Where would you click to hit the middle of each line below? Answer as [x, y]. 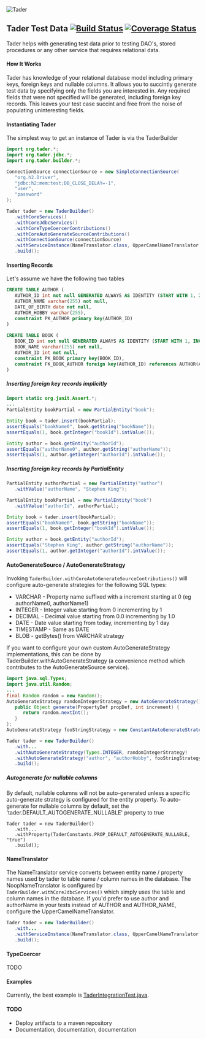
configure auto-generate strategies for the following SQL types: [87, 585]
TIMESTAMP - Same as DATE [52, 629]
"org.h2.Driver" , [37, 177]
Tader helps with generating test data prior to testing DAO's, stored [91, 44]
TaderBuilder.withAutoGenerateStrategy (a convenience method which [96, 661]
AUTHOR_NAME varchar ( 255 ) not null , [61, 301]
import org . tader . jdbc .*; [39, 155]
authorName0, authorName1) [52, 604]
